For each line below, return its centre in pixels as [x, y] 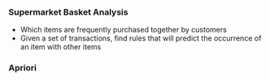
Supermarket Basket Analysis [68, 12]
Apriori [22, 68]
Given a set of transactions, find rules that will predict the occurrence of [141, 38]
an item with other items [61, 47]
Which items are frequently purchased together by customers [124, 30]
